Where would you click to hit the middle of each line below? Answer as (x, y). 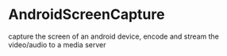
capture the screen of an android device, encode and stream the (114, 36)
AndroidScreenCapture (87, 15)
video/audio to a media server (57, 44)
